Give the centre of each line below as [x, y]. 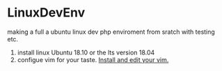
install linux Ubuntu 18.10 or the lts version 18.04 [86, 52]
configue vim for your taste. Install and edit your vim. [93, 59]
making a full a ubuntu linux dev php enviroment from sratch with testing [111, 32]
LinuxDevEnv [46, 13]
